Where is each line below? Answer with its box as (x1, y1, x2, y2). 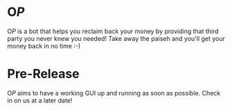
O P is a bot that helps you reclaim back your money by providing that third (7, 27, 220, 35)
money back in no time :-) (7, 42, 81, 50)
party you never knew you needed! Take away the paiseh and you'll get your (7, 34, 225, 42)
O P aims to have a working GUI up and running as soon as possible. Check (7, 89, 221, 97)
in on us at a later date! (7, 96, 73, 104)
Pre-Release (7, 66, 80, 82)
